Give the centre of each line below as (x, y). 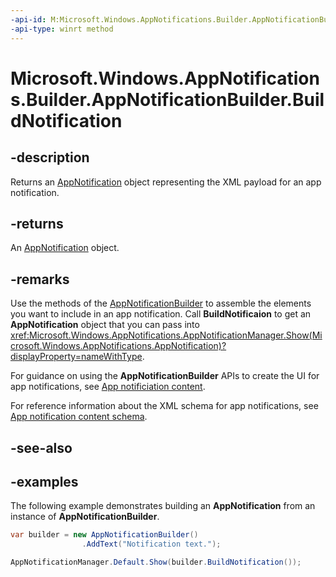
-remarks (40, 279)
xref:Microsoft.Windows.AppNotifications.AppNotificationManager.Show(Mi (166, 335)
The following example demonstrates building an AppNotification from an (163, 506)
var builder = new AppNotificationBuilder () (104, 535)
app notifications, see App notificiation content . (108, 387)
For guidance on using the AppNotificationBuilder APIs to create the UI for (165, 376)
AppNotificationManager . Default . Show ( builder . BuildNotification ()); (156, 562)
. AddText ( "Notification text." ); (151, 544)
